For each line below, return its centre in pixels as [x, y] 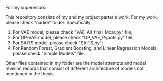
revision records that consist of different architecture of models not [74, 68]
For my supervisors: [26, 7]
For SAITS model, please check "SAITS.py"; [58, 43]
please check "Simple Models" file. [49, 53]
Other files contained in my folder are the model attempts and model [76, 63]
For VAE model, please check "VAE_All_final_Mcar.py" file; [72, 32]
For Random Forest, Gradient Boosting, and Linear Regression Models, [85, 48]
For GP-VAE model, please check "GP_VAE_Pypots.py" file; [73, 37]
